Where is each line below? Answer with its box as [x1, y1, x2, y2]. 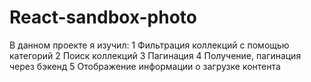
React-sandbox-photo [9, 6, 198, 29]
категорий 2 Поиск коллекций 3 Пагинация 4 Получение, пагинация [9, 49, 302, 61]
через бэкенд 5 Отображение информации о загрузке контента [9, 60, 281, 72]
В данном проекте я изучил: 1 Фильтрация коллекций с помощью [9, 39, 290, 51]
